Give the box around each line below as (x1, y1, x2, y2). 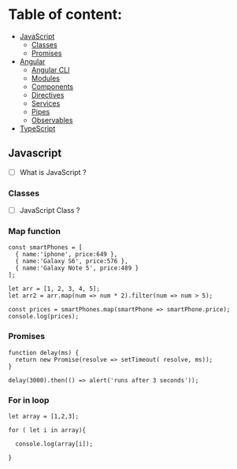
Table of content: (8, 6, 123, 24)
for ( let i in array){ (8, 426, 87, 434)
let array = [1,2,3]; (8, 412, 80, 421)
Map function (8, 226, 61, 237)
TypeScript (19, 124, 56, 133)
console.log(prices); (8, 313, 80, 321)
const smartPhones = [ (8, 244, 83, 251)
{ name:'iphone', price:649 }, (15, 251, 118, 259)
